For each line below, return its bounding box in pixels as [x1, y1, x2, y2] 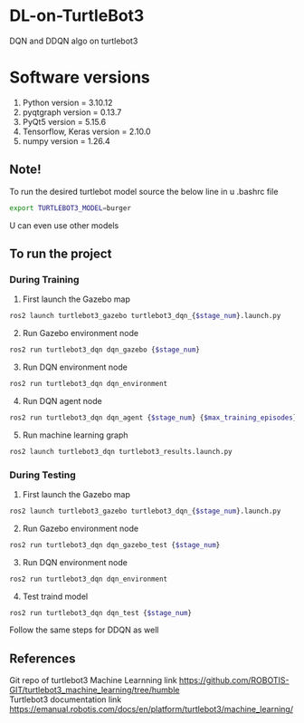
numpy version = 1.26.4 [22, 135, 110, 146]
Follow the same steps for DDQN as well [9, 624, 159, 635]
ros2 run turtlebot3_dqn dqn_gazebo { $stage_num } [9, 345, 201, 354]
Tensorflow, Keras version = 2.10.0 [22, 126, 151, 137]
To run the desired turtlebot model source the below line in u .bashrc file [9, 186, 279, 197]
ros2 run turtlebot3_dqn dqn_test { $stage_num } [9, 608, 193, 617]
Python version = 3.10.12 [22, 97, 113, 108]
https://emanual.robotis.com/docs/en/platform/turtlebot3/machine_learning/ [9, 704, 294, 715]
